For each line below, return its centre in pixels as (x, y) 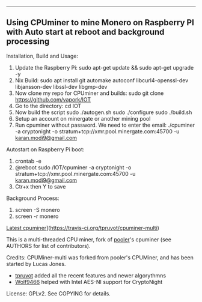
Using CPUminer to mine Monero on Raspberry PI (100, 23)
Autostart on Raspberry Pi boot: (45, 149)
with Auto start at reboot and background (85, 32)
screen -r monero (37, 216)
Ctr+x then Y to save (40, 186)
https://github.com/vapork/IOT (53, 99)
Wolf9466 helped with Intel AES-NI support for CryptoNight (89, 282)
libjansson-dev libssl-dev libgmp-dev (61, 86)
